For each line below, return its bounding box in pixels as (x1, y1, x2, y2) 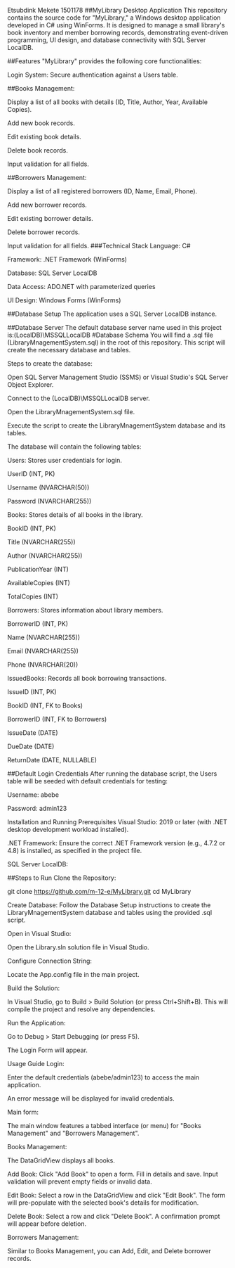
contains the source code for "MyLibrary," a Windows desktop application (7, 13, 221, 22)
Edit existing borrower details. (7, 214, 93, 222)
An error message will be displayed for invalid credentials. (7, 1094, 175, 1103)
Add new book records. (7, 119, 75, 127)
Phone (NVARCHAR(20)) (7, 660, 79, 669)
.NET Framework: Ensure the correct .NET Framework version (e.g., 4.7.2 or (7, 839, 226, 847)
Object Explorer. (7, 380, 54, 389)
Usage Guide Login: (7, 1060, 65, 1068)
